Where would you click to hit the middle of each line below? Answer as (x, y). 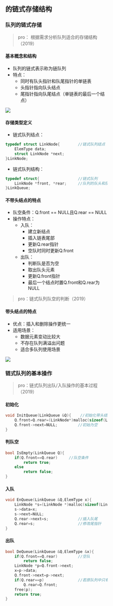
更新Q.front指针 (44, 276)
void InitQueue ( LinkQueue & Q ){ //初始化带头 (54, 415)
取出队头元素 (42, 270)
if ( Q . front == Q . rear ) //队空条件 (51, 458)
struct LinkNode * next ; (40, 154)
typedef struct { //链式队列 (52, 178)
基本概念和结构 (21, 56)
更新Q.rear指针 (44, 244)
